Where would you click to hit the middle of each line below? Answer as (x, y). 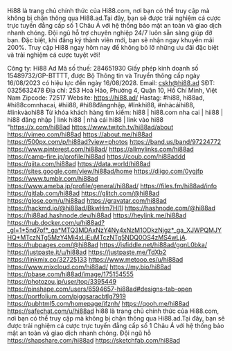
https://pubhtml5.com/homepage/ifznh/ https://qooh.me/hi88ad (98, 304)
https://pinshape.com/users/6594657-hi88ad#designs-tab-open (100, 289)
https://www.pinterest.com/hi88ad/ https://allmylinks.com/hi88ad (100, 149)
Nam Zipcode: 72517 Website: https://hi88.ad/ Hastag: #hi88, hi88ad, (106, 98)
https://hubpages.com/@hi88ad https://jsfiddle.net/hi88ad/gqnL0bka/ (107, 245)
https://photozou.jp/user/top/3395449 (62, 281)
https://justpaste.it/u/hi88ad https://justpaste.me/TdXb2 (87, 252)
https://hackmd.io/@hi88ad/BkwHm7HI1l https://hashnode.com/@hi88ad (111, 208)
